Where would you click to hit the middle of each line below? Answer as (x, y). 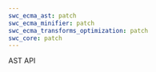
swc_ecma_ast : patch (43, 16)
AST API (22, 61)
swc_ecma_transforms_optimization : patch (78, 30)
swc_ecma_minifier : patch (51, 23)
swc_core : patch (35, 38)
